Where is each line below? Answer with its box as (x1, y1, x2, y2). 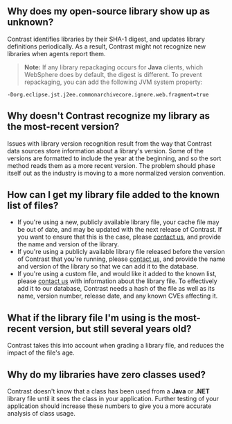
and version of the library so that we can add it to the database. (17, 262, 199, 271)
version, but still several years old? (37, 323, 192, 334)
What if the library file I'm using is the (7, 312, 172, 323)
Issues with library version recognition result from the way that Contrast (7, 139, 213, 148)
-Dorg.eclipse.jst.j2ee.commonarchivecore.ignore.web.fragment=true (7, 91, 209, 98)
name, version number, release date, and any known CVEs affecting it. (17, 291, 218, 300)
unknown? (7, 17, 54, 28)
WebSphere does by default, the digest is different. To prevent (24, 70, 202, 78)
